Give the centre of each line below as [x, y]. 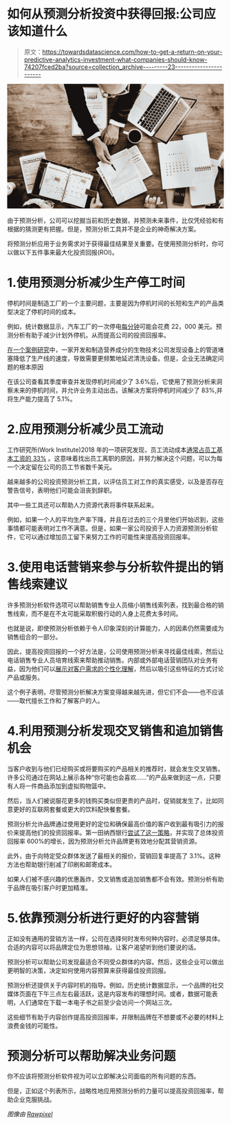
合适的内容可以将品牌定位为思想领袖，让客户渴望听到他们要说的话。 [103, 947]
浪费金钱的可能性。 [34, 1026]
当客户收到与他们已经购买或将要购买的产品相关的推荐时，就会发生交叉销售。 [115, 768]
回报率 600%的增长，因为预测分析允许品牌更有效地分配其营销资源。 [104, 841]
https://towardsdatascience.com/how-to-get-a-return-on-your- [132, 52]
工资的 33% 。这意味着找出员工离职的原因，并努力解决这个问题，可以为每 [118, 458]
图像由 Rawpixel [30, 1114]
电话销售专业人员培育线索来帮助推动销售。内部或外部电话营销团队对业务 [109, 660]
